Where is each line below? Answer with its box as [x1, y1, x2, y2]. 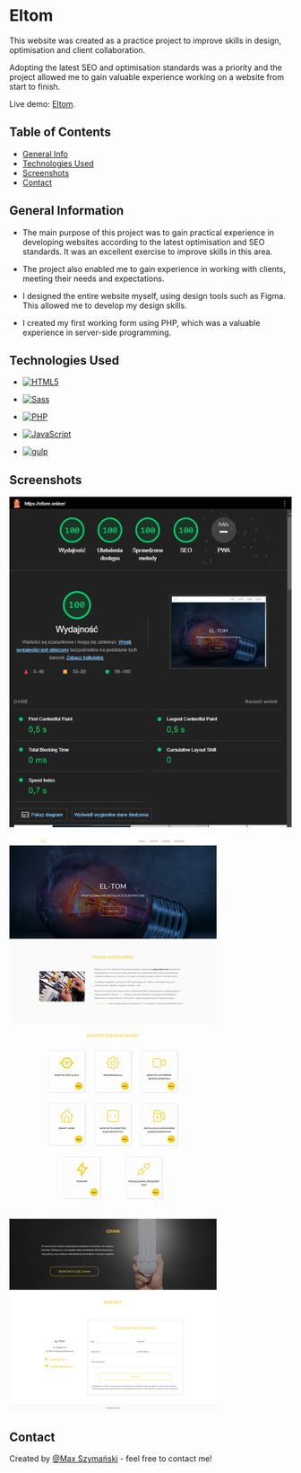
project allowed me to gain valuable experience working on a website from [9, 71, 285, 82]
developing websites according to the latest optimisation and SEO [21, 236, 265, 247]
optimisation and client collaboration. [9, 44, 146, 55]
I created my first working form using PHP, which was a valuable [21, 317, 261, 328]
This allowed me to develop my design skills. [21, 300, 187, 311]
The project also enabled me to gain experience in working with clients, [21, 263, 287, 274]
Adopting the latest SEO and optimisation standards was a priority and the [9, 62, 282, 73]
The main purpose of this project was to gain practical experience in [21, 226, 275, 238]
